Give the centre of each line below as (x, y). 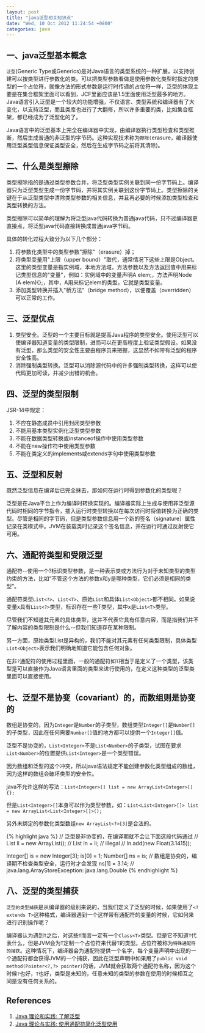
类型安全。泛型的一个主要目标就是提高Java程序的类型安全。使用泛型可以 (107, 334)
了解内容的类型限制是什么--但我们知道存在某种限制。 (73, 628)
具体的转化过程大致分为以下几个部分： (54, 238)
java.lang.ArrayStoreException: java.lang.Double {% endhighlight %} (92, 870)
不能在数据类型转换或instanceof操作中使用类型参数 (79, 438)
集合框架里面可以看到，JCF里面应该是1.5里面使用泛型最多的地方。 (106, 94)
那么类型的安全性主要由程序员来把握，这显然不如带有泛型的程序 (117, 350)
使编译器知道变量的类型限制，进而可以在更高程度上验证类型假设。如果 (103, 342)
